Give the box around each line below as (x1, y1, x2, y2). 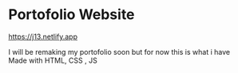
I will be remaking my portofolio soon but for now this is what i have (8, 47, 230, 56)
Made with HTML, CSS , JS (8, 56, 97, 65)
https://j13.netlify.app (8, 32, 78, 41)
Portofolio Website (8, 6, 135, 24)
